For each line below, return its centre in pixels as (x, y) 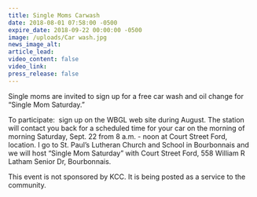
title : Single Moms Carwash (54, 15)
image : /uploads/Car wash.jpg (58, 37)
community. (27, 184)
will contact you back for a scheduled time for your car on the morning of (127, 128)
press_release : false (44, 74)
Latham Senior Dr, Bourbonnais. (60, 161)
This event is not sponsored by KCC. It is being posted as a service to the (127, 177)
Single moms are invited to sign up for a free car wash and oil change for (126, 96)
